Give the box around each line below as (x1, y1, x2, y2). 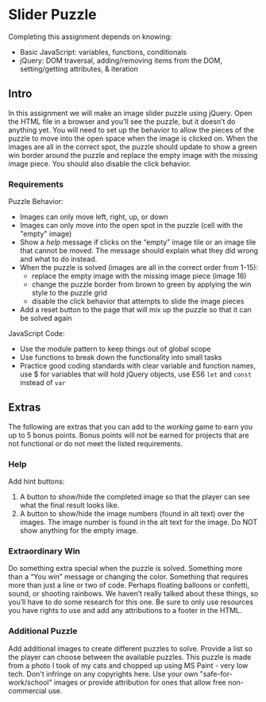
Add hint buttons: (8, 476, 65, 486)
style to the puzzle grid (31, 288, 107, 298)
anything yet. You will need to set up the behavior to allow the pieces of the (8, 125, 255, 134)
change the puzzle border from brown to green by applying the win (31, 280, 252, 289)
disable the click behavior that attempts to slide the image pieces (31, 296, 245, 307)
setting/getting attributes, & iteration (19, 64, 139, 73)
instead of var (19, 378, 66, 388)
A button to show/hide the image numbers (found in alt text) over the (19, 509, 245, 519)
